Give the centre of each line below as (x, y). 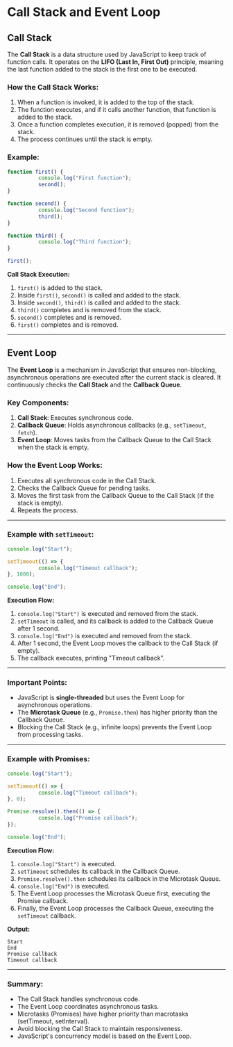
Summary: (25, 984)
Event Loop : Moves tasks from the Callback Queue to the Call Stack (114, 440)
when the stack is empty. (53, 447)
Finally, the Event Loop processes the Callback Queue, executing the (115, 908)
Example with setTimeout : (51, 535)
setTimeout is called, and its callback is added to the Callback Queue (115, 621)
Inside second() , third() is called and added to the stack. (99, 302)
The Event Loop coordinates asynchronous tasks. (88, 1007)
